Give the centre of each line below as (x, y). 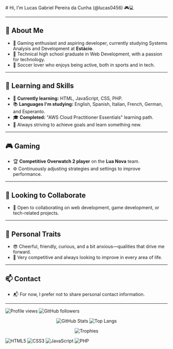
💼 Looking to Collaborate (46, 195)
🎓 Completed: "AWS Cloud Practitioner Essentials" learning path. (83, 117)
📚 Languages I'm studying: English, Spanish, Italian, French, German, (88, 104)
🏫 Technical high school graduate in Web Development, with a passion (88, 54)
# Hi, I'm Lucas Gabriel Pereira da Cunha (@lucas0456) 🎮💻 (70, 8)
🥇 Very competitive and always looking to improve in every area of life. (88, 258)
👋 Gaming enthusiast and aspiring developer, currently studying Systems (90, 43)
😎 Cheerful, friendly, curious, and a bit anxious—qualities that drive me (89, 247)
